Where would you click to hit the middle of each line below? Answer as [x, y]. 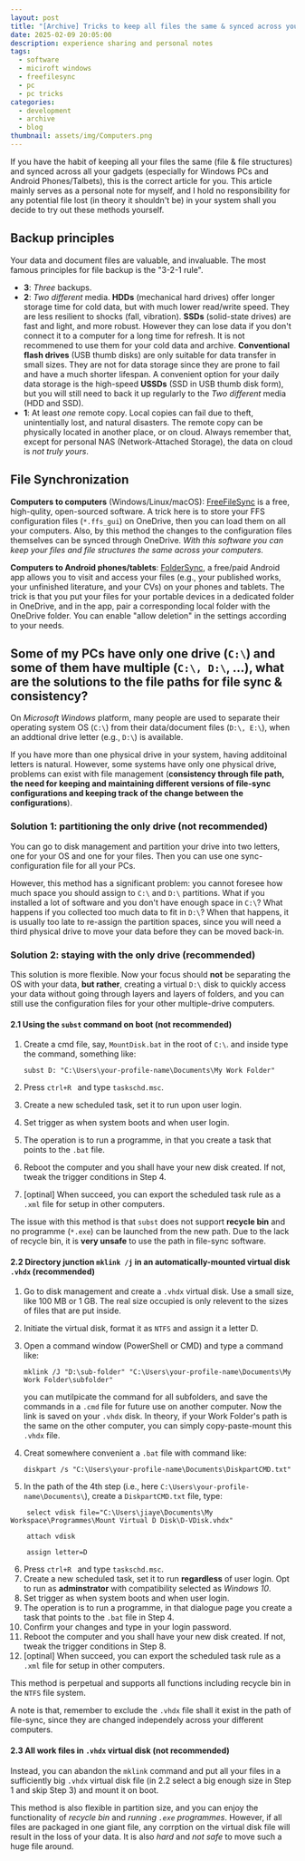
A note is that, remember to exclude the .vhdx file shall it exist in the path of [151, 1710]
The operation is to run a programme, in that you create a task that [147, 1140]
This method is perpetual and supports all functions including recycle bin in [151, 1683]
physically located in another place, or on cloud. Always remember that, [157, 432]
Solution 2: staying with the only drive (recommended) [133, 955]
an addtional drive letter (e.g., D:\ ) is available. [97, 737]
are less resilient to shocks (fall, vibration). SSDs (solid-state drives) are [157, 316]
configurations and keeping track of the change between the [127, 794]
